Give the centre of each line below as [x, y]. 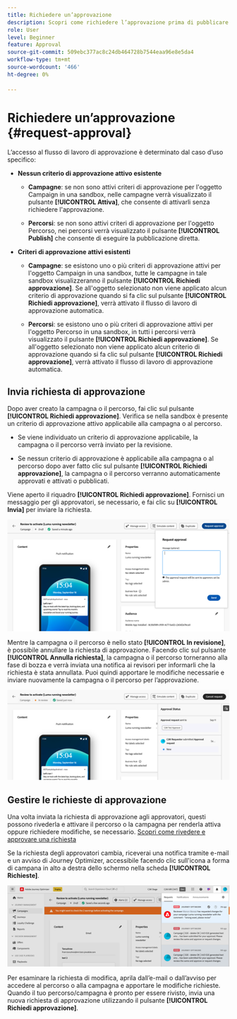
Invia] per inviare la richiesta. [50, 510]
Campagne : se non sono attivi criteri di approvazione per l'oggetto [125, 187]
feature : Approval [34, 45]
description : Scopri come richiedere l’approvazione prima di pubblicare [118, 22]
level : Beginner [31, 37]
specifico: [22, 160]
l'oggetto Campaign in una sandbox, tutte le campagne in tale [117, 273]
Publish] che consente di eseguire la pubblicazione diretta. [114, 238]
